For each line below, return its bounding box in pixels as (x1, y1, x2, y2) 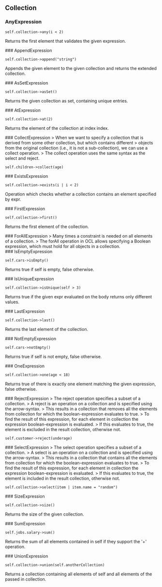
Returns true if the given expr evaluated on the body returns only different (5, 293, 152, 299)
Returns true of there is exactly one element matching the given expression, (5, 381, 156, 387)
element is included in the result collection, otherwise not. (5, 475, 120, 481)
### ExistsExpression (5, 173, 48, 179)
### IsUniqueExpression (5, 276, 54, 281)
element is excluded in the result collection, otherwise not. (5, 426, 121, 432)
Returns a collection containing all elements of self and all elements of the (5, 571, 152, 577)
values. (5, 299, 19, 305)
